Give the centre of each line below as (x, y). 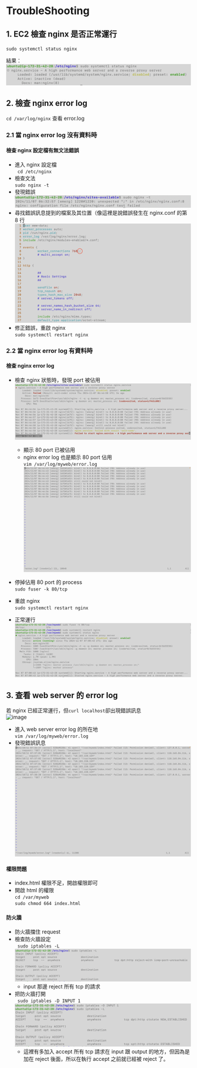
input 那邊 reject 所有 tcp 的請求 (62, 987)
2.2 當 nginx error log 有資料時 (50, 351)
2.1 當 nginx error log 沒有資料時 (52, 135)
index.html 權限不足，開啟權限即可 (56, 883)
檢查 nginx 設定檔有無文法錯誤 (43, 150)
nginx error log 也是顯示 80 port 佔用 (68, 458)
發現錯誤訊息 (30, 743)
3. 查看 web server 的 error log (62, 695)
